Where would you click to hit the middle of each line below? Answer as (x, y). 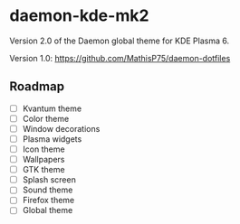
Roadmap (37, 87)
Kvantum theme (52, 108)
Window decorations (61, 128)
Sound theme (48, 190)
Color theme (46, 118)
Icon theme (43, 149)
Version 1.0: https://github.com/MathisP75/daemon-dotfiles (120, 58)
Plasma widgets (52, 139)
